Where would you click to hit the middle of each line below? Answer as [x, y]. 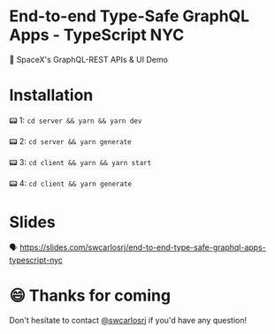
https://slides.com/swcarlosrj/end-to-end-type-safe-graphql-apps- [143, 247]
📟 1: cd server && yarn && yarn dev [76, 120]
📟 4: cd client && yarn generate [71, 183]
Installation [51, 95]
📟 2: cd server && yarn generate [70, 141]
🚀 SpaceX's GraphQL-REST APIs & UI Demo [88, 59]
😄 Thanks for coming [90, 296]
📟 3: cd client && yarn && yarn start [80, 162]
